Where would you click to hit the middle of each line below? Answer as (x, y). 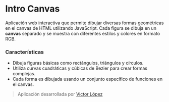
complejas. (24, 74)
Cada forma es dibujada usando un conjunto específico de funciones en (88, 79)
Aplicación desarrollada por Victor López (60, 94)
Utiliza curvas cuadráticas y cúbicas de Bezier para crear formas (80, 68)
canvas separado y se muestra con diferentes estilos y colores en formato (83, 33)
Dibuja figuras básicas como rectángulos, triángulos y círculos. (78, 63)
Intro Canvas (33, 9)
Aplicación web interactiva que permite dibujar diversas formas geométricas (84, 23)
